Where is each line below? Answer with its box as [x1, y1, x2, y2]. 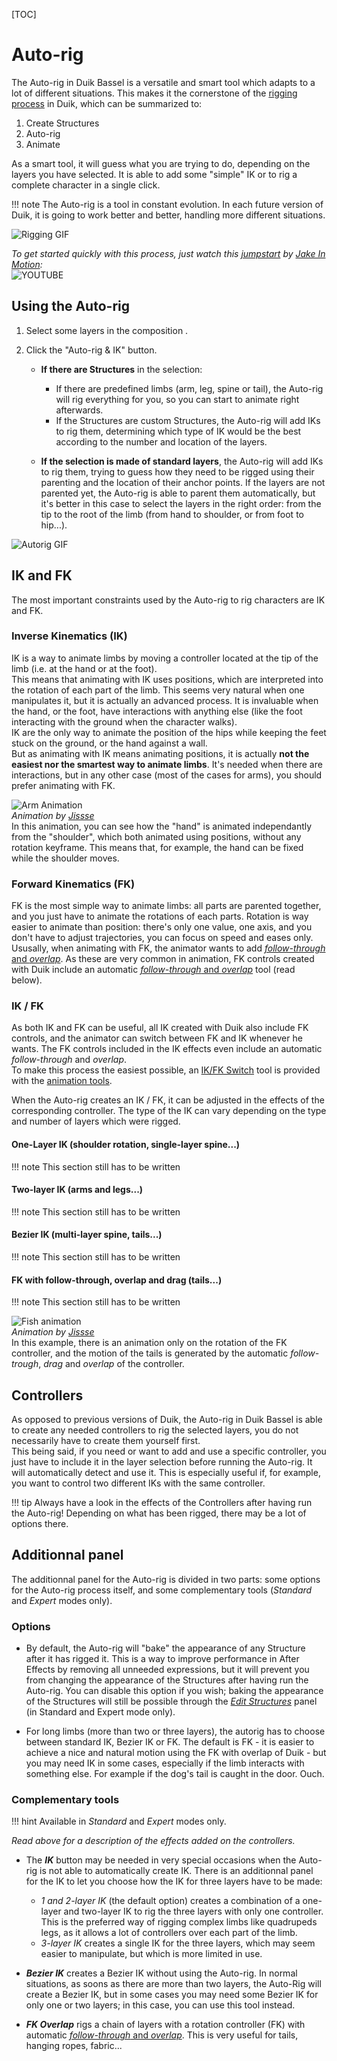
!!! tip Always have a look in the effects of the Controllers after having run [11, 1497, 313, 1509]
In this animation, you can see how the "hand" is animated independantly [11, 820, 313, 832]
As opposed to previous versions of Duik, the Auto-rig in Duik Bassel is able [11, 1414, 323, 1426]
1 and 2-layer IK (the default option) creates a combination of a [40, 1895, 301, 1907]
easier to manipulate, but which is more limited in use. [40, 1948, 263, 1960]
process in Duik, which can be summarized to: [11, 97, 203, 109]
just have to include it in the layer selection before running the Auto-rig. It [11, 1456, 313, 1468]
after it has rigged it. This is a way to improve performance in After [25, 1653, 300, 1665]
